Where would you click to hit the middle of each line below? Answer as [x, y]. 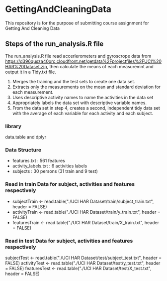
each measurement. [33, 92]
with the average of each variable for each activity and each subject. [83, 113]
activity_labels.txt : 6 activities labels [50, 166]
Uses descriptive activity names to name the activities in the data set [83, 97]
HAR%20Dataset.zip [26, 66]
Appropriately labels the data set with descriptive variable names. [79, 103]
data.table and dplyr [26, 137]
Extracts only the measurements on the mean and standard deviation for [86, 87]
